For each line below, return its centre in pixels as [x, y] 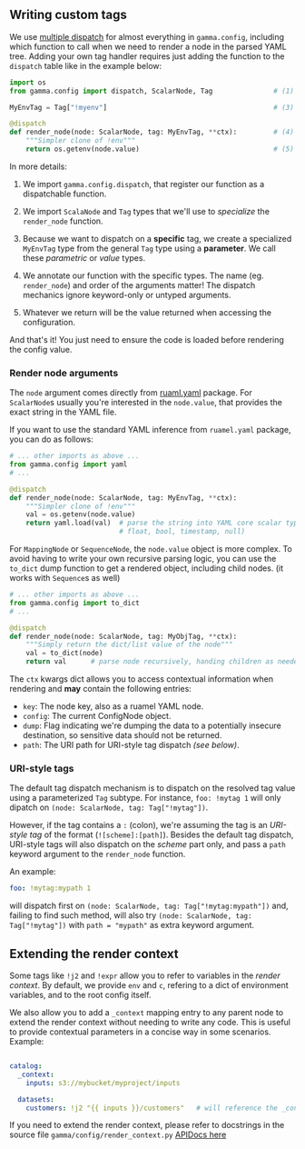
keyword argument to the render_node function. [98, 854]
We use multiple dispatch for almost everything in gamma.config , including [147, 36]
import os [28, 82]
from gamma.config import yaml [69, 465]
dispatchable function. [64, 194]
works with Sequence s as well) [65, 578]
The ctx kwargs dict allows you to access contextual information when [142, 679]
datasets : [36, 1099]
